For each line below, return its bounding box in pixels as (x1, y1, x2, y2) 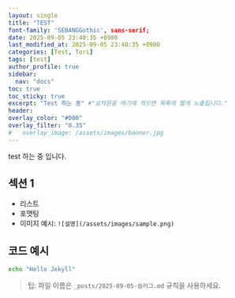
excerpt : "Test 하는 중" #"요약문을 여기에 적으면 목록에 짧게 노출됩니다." (8, 99, 228, 107)
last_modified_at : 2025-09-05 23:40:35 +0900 (8, 41, 160, 49)
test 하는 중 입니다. (8, 151, 67, 161)
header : (8, 107, 34, 115)
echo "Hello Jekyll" (8, 266, 76, 274)
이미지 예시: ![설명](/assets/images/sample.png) (19, 218, 175, 229)
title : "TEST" (8, 19, 55, 27)
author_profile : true (8, 63, 80, 71)
